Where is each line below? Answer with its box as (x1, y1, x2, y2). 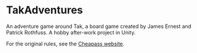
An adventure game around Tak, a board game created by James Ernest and (6, 23, 192, 30)
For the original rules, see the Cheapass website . (6, 40, 125, 47)
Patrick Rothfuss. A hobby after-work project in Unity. (6, 29, 136, 36)
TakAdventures (6, 3, 84, 17)
